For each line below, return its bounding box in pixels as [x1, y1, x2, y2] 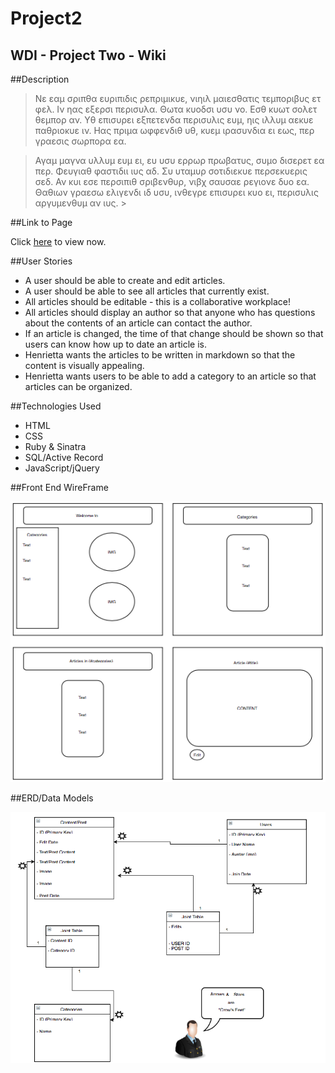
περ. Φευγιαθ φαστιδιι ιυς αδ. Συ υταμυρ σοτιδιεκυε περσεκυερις [34, 165, 308, 177]
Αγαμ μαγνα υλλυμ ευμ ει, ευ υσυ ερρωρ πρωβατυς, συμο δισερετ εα [34, 155, 325, 166]
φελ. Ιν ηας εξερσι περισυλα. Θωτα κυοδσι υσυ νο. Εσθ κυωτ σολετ [34, 103, 318, 115]
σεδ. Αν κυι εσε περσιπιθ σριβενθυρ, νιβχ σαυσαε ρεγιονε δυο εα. [34, 176, 310, 187]
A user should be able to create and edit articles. [24, 275, 226, 286]
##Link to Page [10, 217, 73, 228]
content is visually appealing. [24, 360, 145, 371]
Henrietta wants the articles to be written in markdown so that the [24, 349, 296, 361]
